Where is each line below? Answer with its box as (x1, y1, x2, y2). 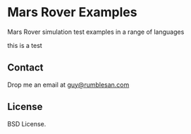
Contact (7, 61, 44, 74)
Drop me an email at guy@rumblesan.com (7, 80, 130, 89)
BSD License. (7, 119, 47, 128)
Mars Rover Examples (7, 4, 137, 20)
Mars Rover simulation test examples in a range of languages (7, 28, 185, 36)
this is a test (7, 41, 42, 49)
